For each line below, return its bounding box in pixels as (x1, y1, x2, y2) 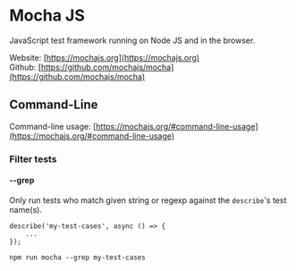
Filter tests (9, 153, 57, 165)
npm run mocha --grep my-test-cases (9, 252, 146, 262)
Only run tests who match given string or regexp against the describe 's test (9, 194, 287, 206)
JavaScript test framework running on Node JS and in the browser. (9, 35, 256, 46)
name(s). (9, 204, 43, 215)
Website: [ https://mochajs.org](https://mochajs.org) (9, 52, 199, 63)
